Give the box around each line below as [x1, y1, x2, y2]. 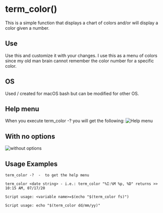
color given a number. [5, 25, 50, 31]
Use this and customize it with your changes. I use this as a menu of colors [5, 52, 158, 58]
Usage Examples [5, 160, 58, 168]
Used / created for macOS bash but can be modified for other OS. [5, 90, 139, 96]
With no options [5, 132, 55, 140]
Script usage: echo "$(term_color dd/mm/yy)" [5, 203, 100, 208]
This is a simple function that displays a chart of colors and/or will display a [5, 20, 159, 26]
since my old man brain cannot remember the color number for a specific [5, 58, 154, 64]
